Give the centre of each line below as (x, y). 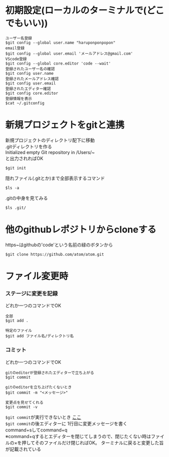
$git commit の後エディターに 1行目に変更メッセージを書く (67, 423)
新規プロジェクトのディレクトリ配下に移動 (50, 140)
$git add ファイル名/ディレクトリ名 (40, 336)
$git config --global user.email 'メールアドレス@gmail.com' (69, 53)
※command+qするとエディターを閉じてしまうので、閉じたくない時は (78, 436)
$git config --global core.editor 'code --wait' (58, 63)
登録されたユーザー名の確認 (30, 69)
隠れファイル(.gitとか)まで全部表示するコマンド (55, 178)
